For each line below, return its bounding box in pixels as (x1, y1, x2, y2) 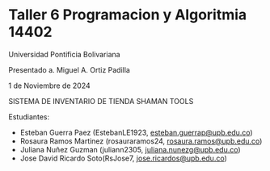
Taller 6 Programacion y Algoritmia (8, 6, 247, 24)
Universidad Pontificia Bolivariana (8, 49, 120, 59)
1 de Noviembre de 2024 (8, 81, 91, 90)
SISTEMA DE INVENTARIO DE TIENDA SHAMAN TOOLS (8, 96, 194, 106)
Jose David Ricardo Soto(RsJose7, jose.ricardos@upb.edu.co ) (19, 153, 228, 163)
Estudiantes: (8, 111, 50, 122)
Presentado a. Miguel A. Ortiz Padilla (8, 65, 131, 74)
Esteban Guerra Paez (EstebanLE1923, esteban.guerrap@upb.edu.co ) (19, 127, 253, 137)
